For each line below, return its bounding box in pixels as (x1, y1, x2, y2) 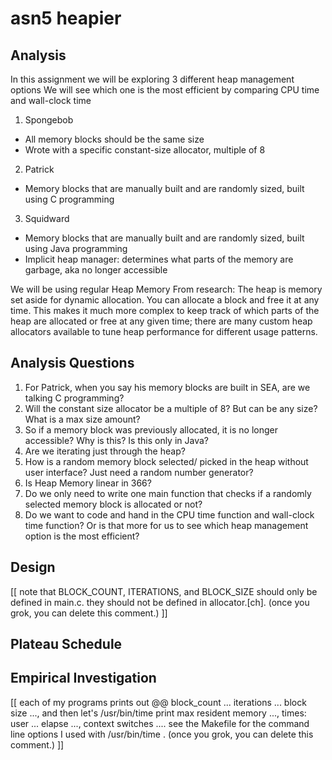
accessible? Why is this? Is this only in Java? (24, 434, 209, 446)
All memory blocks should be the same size (24, 133, 205, 145)
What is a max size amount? (24, 413, 141, 425)
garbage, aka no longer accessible (24, 264, 168, 276)
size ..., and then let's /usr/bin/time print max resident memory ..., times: (10, 707, 307, 719)
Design (10, 559, 56, 576)
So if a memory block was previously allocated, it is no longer (24, 423, 278, 436)
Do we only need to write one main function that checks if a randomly (24, 487, 312, 499)
